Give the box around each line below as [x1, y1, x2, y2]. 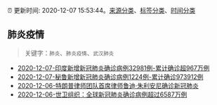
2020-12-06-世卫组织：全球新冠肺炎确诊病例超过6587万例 [17, 90, 188, 99]
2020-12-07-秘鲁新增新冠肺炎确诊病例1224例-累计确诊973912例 [17, 73, 204, 81]
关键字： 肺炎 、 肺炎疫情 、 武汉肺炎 [24, 49, 114, 57]
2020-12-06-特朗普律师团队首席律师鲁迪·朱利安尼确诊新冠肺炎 [17, 81, 199, 89]
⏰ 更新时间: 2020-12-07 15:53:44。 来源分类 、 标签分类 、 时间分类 [7, 6, 196, 14]
